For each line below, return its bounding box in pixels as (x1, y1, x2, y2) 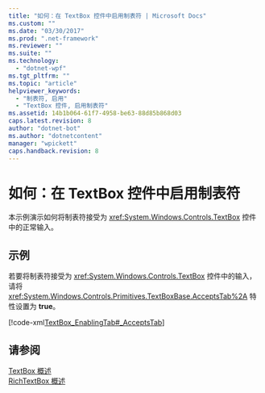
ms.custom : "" (8, 19, 56, 27)
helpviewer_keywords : (8, 86, 81, 95)
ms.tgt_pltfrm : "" (8, 72, 70, 80)
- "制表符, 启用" (15, 94, 68, 102)
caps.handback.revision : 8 (8, 147, 99, 155)
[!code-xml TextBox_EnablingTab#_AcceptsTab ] (8, 318, 165, 328)
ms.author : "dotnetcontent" (8, 132, 103, 140)
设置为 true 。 (14, 302, 60, 311)
